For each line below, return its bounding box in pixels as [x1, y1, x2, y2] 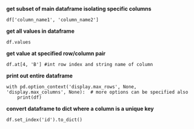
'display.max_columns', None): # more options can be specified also [6, 89, 189, 95]
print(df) [17, 94, 42, 101]
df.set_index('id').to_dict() [6, 117, 83, 123]
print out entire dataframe [6, 72, 73, 79]
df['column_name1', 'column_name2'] [6, 17, 99, 23]
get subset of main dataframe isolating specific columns [6, 5, 152, 12]
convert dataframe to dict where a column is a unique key [6, 105, 154, 112]
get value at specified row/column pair [6, 50, 106, 57]
